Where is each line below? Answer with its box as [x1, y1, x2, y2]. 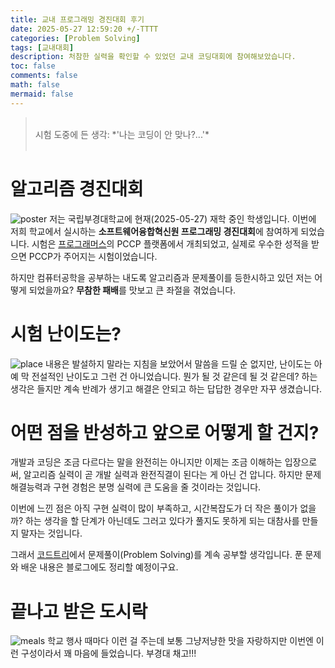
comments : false [10, 71, 78, 81]
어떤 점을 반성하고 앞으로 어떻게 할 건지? [10, 421, 320, 444]
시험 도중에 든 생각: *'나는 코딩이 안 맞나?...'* [34, 128, 210, 140]
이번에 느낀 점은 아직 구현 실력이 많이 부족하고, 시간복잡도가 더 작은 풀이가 [10, 502, 298, 515]
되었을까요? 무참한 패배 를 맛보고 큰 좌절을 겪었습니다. [28, 284, 237, 296]
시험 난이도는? [10, 322, 122, 345]
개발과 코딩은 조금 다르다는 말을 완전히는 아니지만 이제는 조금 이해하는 [10, 456, 283, 468]
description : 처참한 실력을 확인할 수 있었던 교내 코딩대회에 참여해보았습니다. [10, 52, 297, 62]
